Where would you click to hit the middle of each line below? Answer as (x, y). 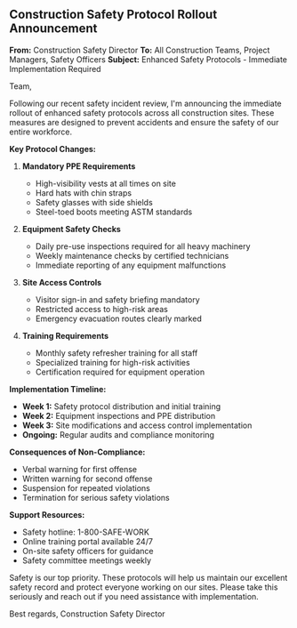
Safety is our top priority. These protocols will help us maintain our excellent (148, 577)
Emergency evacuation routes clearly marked (118, 318)
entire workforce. (41, 132)
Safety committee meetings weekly (87, 560)
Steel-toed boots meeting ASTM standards (114, 212)
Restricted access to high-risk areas (102, 309)
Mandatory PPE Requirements (79, 166)
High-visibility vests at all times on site (105, 183)
